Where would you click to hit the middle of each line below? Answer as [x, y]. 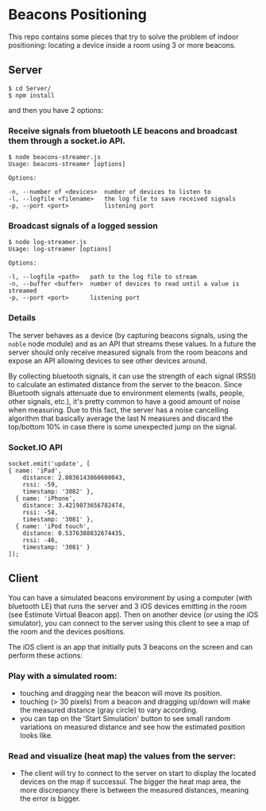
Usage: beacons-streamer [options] [67, 165]
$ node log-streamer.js [48, 243]
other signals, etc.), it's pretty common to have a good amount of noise [124, 401]
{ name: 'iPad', [35, 471]
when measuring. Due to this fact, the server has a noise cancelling [118, 409]
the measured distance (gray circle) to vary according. [109, 710]
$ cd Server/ [30, 88]
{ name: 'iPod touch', [53, 526]
